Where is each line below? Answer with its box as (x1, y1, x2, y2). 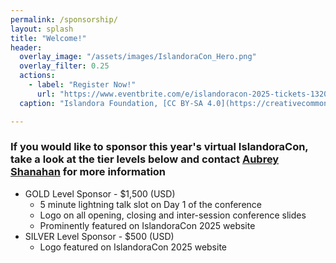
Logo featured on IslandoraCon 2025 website (39, 241, 228, 253)
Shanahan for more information (10, 165, 167, 179)
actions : (19, 71, 56, 81)
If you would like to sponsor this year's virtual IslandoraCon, (10, 140, 309, 154)
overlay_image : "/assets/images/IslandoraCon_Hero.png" (19, 52, 257, 62)
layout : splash (10, 24, 74, 34)
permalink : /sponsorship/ (10, 14, 118, 25)
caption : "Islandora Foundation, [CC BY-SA (19, 98, 203, 108)
